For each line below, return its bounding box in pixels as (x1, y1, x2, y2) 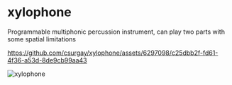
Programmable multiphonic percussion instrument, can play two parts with (7, 27, 226, 36)
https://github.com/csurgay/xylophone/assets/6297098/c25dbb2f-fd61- (7, 48, 219, 57)
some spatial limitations (7, 34, 77, 43)
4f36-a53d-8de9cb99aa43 (7, 55, 87, 64)
